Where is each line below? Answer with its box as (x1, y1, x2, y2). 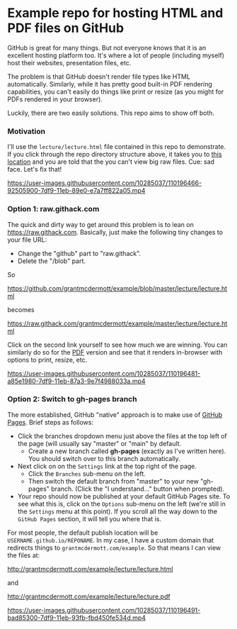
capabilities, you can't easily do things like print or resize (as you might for (7, 87, 224, 96)
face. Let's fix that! (7, 165, 62, 174)
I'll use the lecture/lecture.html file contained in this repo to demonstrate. (7, 143, 226, 151)
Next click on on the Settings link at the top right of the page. (17, 462, 197, 470)
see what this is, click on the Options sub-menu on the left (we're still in (17, 499, 226, 508)
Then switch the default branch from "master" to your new (28, 477, 200, 485)
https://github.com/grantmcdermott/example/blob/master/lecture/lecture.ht (7, 284, 228, 292)
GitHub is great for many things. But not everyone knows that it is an (7, 43, 207, 52)
